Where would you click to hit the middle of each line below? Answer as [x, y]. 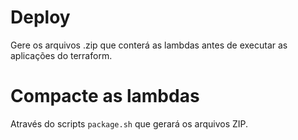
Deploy [40, 17]
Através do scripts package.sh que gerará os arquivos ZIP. [129, 123]
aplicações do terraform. [61, 55]
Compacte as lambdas [105, 96]
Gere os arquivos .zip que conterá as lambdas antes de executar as [149, 45]
